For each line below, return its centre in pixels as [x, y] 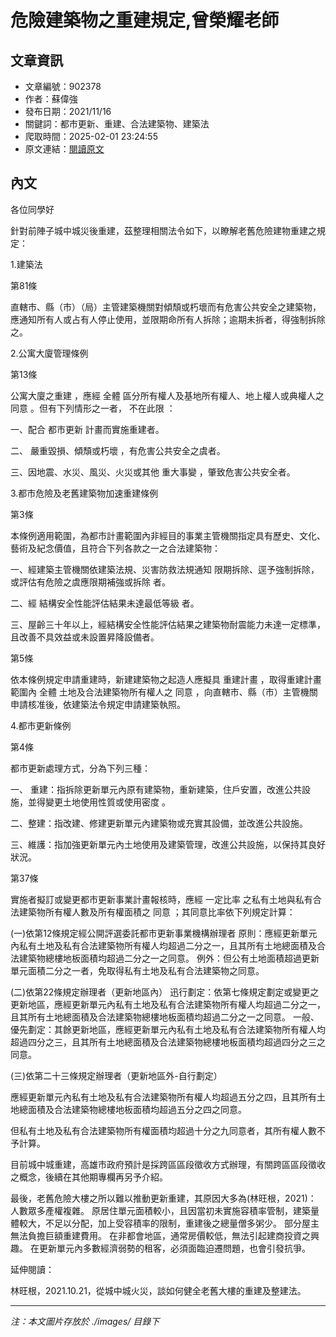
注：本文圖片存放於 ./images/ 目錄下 [85, 1321]
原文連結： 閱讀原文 [64, 149]
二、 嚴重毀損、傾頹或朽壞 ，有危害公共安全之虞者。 [118, 450]
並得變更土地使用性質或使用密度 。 [99, 802]
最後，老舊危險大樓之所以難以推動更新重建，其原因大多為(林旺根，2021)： [163, 1198]
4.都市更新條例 [41, 725]
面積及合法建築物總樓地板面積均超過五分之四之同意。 [137, 1109]
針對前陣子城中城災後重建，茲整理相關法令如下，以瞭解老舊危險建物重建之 [163, 230]
